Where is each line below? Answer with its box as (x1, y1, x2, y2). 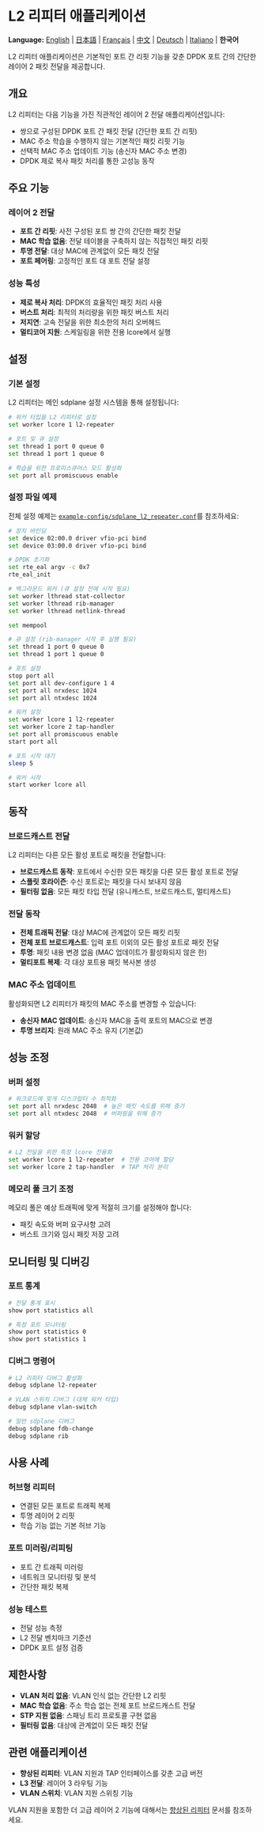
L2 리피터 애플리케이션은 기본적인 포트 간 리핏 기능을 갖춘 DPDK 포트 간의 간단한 (8, 51, 257, 61)
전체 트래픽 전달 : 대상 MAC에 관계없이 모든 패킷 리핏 (19, 927, 180, 938)
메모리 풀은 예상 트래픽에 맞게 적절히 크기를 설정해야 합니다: (8, 1203, 192, 1212)
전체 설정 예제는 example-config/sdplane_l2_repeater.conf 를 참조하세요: (8, 511, 239, 521)
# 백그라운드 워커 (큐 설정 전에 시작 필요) (8, 585, 130, 594)
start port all (8, 738, 58, 745)
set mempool (8, 621, 47, 629)
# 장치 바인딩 (8, 527, 47, 535)
